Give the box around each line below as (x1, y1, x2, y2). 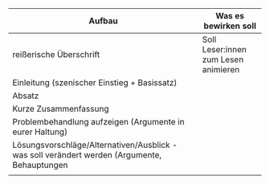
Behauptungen (12, 160, 68, 170)
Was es (215, 10, 245, 21)
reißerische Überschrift (12, 49, 100, 59)
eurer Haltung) (12, 126, 68, 137)
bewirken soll (203, 20, 257, 31)
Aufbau (88, 15, 118, 27)
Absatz (12, 90, 39, 101)
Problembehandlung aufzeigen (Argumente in (12, 117, 185, 127)
